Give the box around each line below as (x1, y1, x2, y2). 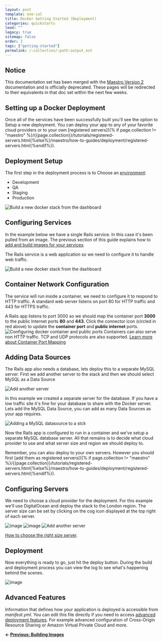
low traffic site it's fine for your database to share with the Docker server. (5, 400, 152, 406)
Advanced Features (5, 594, 66, 602)
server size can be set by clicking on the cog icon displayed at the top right (5, 508, 156, 514)
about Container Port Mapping (5, 339, 66, 345)
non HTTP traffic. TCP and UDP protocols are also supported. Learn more (5, 333, 153, 340)
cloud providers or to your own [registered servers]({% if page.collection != (5, 127, 157, 133)
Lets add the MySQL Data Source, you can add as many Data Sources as (5, 406, 151, 412)
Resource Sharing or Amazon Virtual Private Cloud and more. (5, 622, 128, 628)
